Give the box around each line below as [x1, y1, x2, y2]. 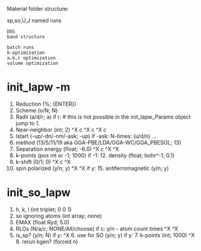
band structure [7, 34, 45, 40]
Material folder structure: [7, 5, 69, 12]
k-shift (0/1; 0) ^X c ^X [15, 158, 71, 165]
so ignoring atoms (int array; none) [15, 212, 102, 220]
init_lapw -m [7, 80, 71, 94]
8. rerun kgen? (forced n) [15, 238, 78, 245]
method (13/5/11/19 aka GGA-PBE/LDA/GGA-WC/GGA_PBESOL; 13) [15, 139, 182, 146]
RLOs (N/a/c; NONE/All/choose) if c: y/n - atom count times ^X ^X [15, 225, 179, 232]
